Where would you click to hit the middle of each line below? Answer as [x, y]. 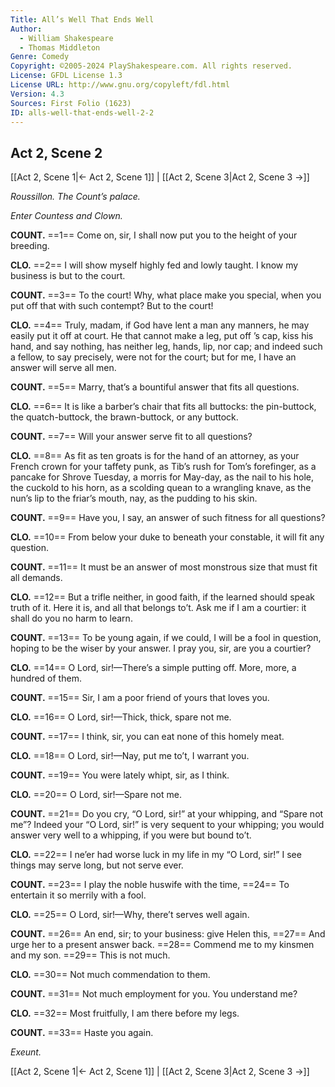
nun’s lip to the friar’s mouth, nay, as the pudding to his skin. [134, 498]
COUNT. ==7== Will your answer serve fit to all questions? [131, 437]
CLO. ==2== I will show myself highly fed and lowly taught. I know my [154, 265]
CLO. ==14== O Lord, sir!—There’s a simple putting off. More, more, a [153, 668]
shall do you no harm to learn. [71, 618]
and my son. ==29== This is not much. [90, 955]
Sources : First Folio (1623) [71, 103]
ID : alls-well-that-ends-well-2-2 [82, 112]
